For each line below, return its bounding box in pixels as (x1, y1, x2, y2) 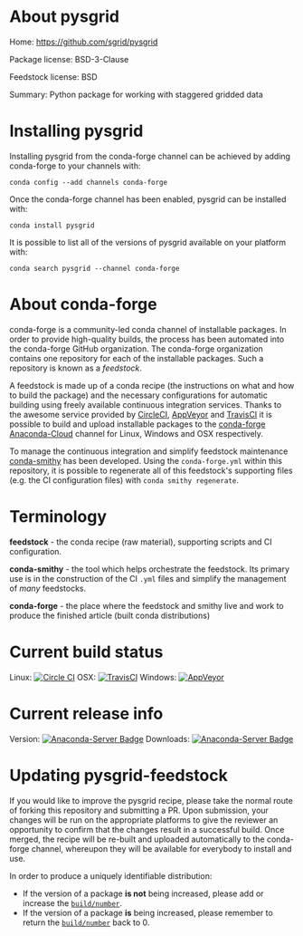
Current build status (9, 642, 164, 662)
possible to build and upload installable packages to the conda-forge (9, 419, 266, 429)
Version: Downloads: (9, 733, 190, 744)
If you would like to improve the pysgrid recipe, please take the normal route (9, 795, 294, 806)
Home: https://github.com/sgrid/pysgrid (9, 36, 158, 47)
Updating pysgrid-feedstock (9, 765, 228, 786)
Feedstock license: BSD (9, 71, 98, 82)
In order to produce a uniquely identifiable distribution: (9, 870, 213, 881)
